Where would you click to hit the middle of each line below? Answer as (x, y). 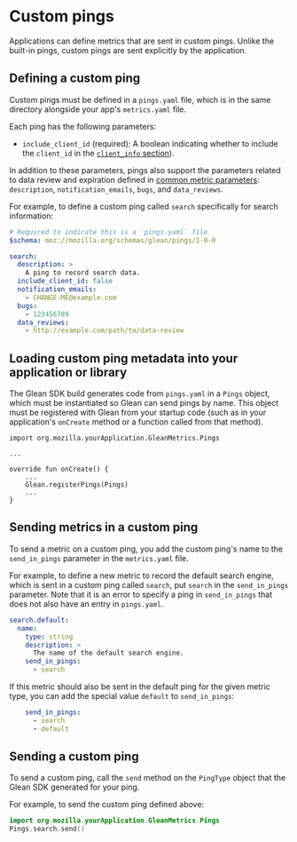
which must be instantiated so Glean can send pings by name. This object (144, 403)
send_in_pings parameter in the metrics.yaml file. (99, 558)
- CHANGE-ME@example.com (71, 298)
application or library (68, 372)
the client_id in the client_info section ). (98, 153)
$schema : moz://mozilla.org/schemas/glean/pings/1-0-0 (113, 240)
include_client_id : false (65, 282)
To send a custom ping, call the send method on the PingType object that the (148, 778)
